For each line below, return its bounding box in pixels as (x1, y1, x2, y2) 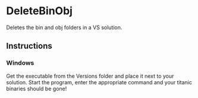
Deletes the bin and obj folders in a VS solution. (6, 24, 122, 31)
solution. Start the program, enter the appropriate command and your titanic (6, 78, 192, 86)
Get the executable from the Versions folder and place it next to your (6, 72, 174, 80)
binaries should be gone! (6, 85, 67, 92)
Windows (6, 59, 34, 67)
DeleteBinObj (6, 4, 73, 18)
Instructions (6, 41, 52, 51)
